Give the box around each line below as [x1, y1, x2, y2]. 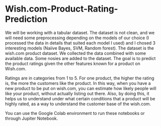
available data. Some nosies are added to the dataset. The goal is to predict [5, 55, 156, 61]
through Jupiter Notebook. [5, 115, 58, 121]
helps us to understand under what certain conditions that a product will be [5, 95, 156, 101]
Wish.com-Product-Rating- [5, 3, 118, 15]
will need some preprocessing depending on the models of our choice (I [5, 35, 149, 41]
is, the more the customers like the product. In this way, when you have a [5, 80, 151, 86]
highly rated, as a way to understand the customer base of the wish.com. [5, 101, 151, 107]
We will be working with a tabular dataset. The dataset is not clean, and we [5, 30, 155, 35]
